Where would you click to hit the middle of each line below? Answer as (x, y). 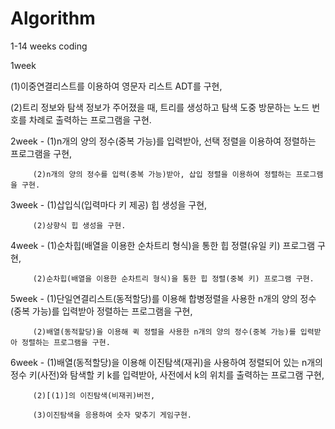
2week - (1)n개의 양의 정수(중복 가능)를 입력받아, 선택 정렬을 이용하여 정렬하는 (163, 141)
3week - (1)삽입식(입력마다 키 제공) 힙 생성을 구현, (109, 204)
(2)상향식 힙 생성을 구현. (79, 225)
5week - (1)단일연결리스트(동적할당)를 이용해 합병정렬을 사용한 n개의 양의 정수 (163, 298)
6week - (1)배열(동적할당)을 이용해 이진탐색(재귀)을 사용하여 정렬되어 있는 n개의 (166, 362)
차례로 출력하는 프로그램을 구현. (90, 119)
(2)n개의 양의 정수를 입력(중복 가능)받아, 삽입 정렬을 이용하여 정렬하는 (162, 174)
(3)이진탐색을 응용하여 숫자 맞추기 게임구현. (112, 415)
